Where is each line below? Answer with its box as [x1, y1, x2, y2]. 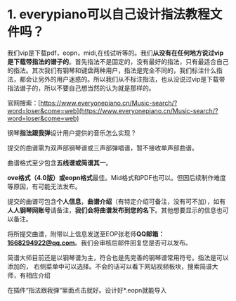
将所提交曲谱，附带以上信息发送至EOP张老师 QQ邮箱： [7, 229, 165, 238]
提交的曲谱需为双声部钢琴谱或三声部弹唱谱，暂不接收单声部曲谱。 [7, 143, 198, 152]
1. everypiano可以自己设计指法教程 [7, 6, 211, 23]
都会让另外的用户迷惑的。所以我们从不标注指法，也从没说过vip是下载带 [19, 75, 225, 83]
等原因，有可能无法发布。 [7, 182, 81, 191]
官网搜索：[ [7, 98, 41, 107]
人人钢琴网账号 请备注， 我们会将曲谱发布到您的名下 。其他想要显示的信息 [7, 205, 216, 214]
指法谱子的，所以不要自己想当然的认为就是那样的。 [7, 84, 155, 92]
